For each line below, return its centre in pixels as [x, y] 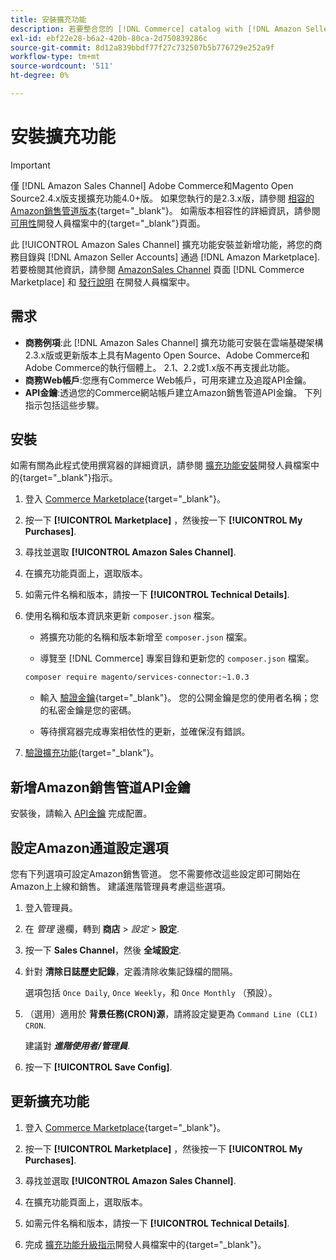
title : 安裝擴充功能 [48, 19]
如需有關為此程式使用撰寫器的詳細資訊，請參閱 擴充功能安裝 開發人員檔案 [160, 465]
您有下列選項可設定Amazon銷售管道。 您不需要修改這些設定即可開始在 [155, 873]
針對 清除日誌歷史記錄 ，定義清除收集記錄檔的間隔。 [131, 971]
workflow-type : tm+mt [55, 57]
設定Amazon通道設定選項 [89, 847]
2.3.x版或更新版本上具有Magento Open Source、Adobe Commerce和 [167, 355]
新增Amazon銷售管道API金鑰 [100, 787]
